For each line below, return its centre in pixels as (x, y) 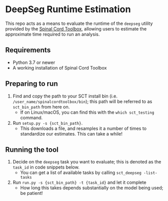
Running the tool (32, 149)
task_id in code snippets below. (46, 167)
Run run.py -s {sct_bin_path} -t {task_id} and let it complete (79, 182)
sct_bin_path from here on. (41, 107)
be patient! (31, 193)
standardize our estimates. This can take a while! (71, 133)
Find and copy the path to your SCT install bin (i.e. (65, 96)
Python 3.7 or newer (34, 62)
